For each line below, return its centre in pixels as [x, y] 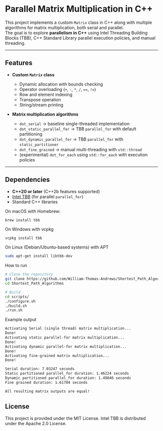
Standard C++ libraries [35, 202]
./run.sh [14, 310]
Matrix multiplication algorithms [45, 114]
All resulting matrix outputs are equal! [48, 391]
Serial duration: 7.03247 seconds [40, 369]
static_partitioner [39, 144]
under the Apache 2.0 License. [36, 423]
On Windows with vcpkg [29, 229]
